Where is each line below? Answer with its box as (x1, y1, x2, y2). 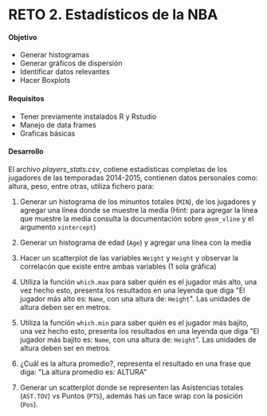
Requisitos (8, 93, 45, 103)
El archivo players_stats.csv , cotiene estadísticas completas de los (8, 164, 227, 174)
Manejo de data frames (19, 120, 97, 129)
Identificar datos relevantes (19, 67, 110, 77)
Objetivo (8, 32, 37, 41)
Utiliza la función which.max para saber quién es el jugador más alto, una (19, 277, 257, 286)
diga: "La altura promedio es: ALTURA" (19, 367, 147, 376)
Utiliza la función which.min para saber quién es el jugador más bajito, (19, 317, 249, 328)
